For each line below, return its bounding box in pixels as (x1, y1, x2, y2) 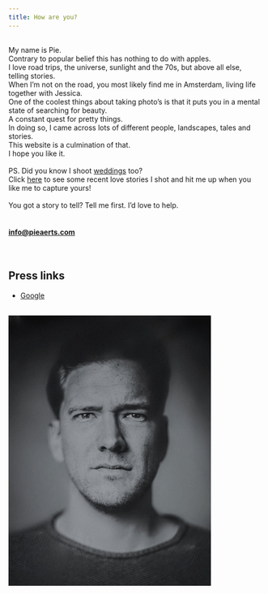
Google (19, 291, 45, 300)
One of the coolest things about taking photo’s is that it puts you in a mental (8, 97, 261, 106)
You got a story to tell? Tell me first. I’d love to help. (8, 200, 179, 210)
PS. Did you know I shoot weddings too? (8, 166, 143, 175)
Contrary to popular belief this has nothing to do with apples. (8, 54, 211, 63)
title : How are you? (8, 13, 79, 21)
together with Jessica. (8, 88, 83, 97)
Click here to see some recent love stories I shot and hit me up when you (8, 174, 252, 184)
